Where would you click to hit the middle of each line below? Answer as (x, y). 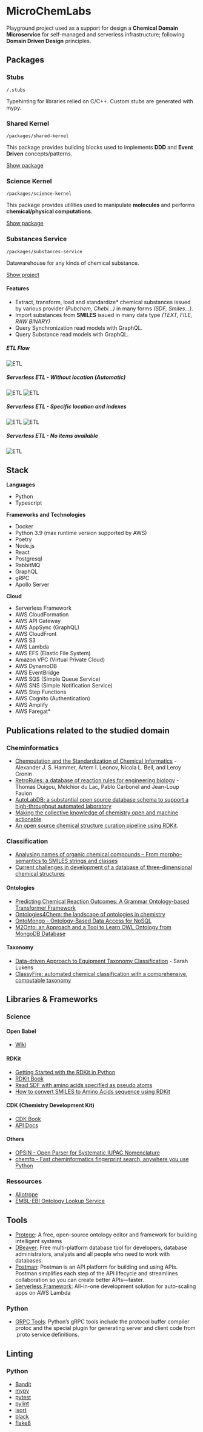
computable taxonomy (43, 980)
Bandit (23, 1384)
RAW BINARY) (32, 321)
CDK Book (28, 1119)
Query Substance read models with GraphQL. (72, 334)
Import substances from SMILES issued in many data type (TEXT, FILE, (104, 315)
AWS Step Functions (41, 692)
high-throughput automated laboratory (63, 806)
